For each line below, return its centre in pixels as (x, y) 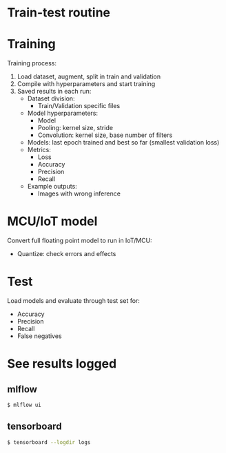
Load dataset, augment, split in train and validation (89, 76)
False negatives (39, 336)
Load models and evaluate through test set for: (73, 301)
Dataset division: (51, 98)
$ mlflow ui (24, 405)
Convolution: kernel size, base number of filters (105, 135)
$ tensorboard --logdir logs (49, 442)
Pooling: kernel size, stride (75, 128)
